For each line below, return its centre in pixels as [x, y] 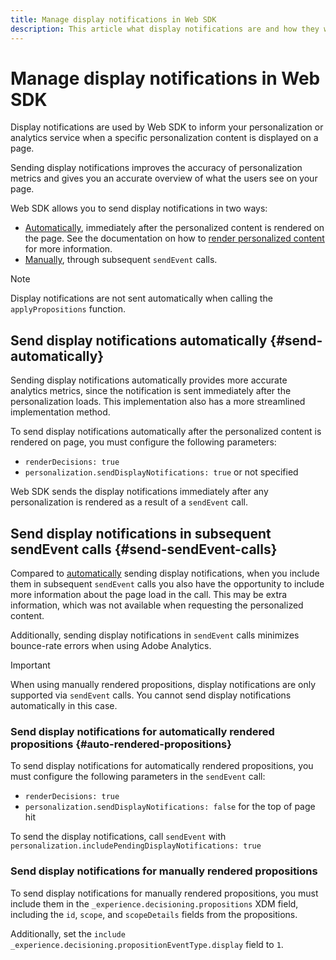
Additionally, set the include [68, 933]
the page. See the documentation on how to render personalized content [174, 238]
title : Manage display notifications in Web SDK [113, 19]
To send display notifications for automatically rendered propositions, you [162, 766]
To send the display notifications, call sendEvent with [118, 837]
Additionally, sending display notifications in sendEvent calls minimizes [155, 635]
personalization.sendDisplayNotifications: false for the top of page [170, 807]
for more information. [68, 249]
